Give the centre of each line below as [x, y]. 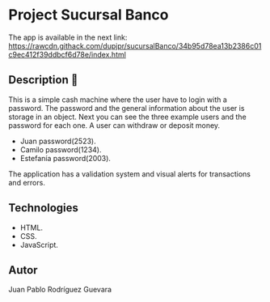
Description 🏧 [43, 80]
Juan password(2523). [58, 141]
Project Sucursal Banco [89, 15]
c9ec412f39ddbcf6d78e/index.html [67, 54]
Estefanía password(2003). [65, 158]
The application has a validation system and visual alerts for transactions [130, 174]
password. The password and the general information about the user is [127, 108]
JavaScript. [39, 245]
